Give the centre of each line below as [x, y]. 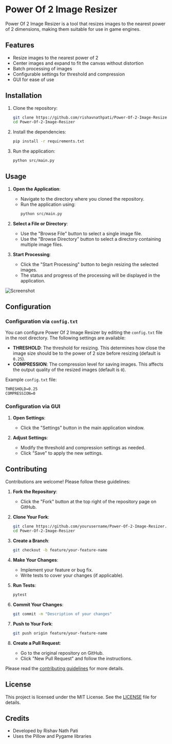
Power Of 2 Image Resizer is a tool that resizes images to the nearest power [85, 24]
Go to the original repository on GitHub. [62, 653]
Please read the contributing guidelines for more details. [65, 668]
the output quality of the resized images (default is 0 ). [69, 370]
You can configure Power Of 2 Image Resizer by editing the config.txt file [84, 333]
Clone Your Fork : [31, 517]
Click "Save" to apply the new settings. [62, 453]
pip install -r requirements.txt [49, 141]
